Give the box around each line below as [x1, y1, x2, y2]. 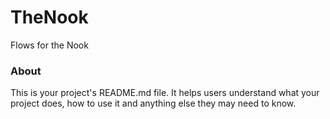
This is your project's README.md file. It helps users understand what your [10, 87, 320, 99]
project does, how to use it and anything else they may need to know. [10, 97, 297, 110]
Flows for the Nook [10, 39, 89, 51]
